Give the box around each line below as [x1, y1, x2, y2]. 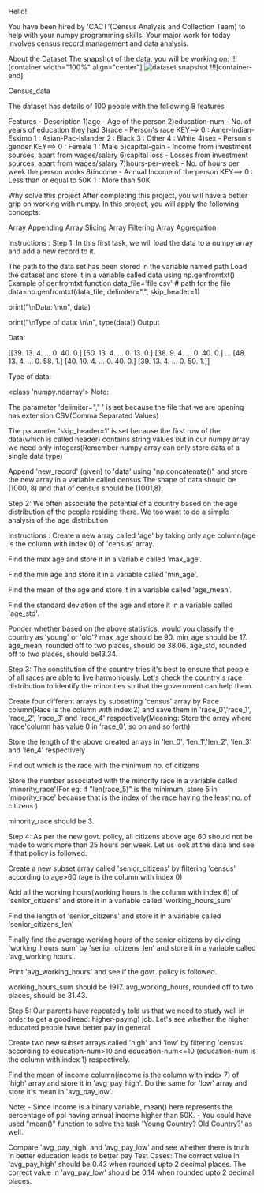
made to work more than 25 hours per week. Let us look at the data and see [8, 840, 255, 850]
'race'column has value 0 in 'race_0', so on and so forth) [8, 722, 191, 731]
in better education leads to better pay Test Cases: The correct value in [8, 1151, 240, 1160]
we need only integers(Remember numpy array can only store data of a [8, 443, 240, 452]
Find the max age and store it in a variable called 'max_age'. [8, 554, 203, 564]
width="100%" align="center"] [43, 62, 143, 72]
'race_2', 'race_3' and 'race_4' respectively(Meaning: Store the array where [8, 714, 252, 722]
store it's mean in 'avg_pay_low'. [8, 1087, 113, 1096]
